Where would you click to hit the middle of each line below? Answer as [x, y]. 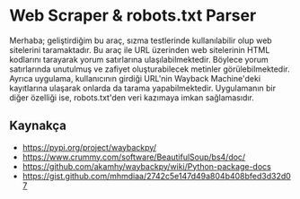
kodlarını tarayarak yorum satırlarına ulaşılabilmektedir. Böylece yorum [139, 59]
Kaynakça [38, 126]
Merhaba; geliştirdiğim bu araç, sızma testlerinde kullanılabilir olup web [141, 40]
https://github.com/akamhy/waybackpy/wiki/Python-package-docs [146, 166]
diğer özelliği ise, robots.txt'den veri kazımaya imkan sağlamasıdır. [132, 97]
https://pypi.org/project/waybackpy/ [89, 147]
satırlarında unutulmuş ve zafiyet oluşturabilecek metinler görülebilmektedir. [150, 69]
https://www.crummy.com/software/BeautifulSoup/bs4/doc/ [134, 157]
